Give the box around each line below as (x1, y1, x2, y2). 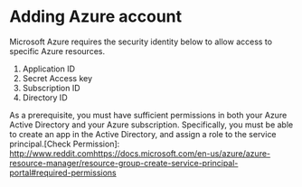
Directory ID (22, 92, 68, 103)
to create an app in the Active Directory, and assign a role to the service (9, 128, 278, 139)
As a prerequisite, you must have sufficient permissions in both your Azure (9, 109, 288, 120)
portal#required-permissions (9, 167, 117, 178)
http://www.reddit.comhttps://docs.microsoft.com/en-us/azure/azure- (9, 147, 271, 159)
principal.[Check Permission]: (9, 138, 120, 149)
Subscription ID (22, 82, 80, 93)
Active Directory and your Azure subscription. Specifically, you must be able (9, 119, 294, 130)
